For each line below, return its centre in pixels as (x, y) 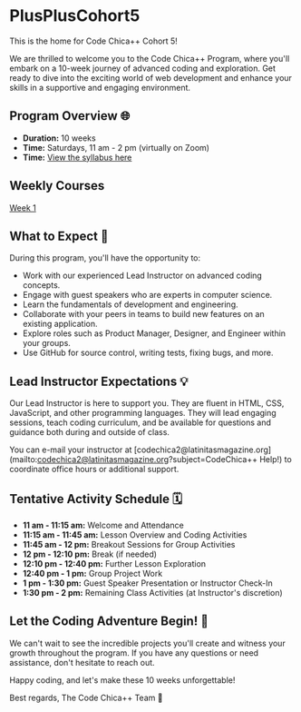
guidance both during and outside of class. (90, 432)
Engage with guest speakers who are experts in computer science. (147, 295)
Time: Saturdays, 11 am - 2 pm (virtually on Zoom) (116, 147)
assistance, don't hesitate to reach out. (83, 662)
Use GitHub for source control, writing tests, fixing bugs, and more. (148, 353)
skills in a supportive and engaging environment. (100, 87)
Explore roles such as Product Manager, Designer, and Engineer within (154, 333)
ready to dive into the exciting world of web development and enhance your (151, 77)
